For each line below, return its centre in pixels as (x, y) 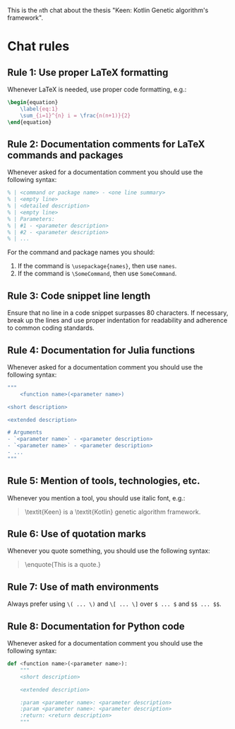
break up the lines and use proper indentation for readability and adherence (117, 321)
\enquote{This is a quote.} (62, 565)
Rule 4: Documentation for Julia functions (101, 350)
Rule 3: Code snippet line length (79, 295)
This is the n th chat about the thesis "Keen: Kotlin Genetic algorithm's (108, 10)
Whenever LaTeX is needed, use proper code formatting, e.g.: (97, 89)
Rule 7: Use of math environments (83, 587)
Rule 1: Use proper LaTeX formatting (88, 73)
